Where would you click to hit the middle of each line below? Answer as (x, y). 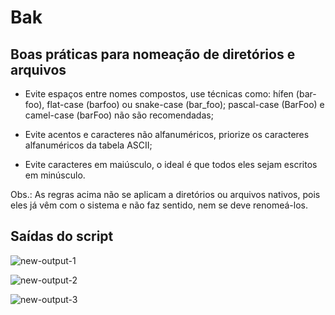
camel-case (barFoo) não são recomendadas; (119, 115)
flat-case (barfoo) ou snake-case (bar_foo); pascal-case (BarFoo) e (185, 104)
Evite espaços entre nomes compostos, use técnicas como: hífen (159, 94)
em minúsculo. (55, 175)
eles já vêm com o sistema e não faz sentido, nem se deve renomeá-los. (159, 205)
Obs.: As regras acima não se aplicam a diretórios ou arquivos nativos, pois (165, 194)
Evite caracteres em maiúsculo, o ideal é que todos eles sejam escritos (171, 164)
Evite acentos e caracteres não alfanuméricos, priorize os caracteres (167, 134)
